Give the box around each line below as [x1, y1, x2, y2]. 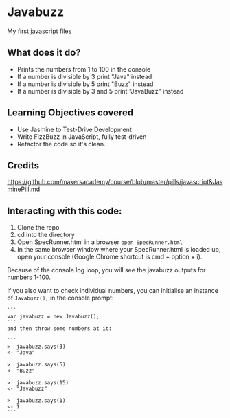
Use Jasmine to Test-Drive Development [16, 125, 132, 133]
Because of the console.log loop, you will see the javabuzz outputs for [7, 266, 206, 274]
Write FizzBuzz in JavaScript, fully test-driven [16, 132, 147, 141]
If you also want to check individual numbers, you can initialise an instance [7, 287, 218, 295]
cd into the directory [16, 231, 76, 239]
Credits [7, 159, 40, 171]
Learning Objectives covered [7, 107, 134, 119]
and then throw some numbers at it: [7, 325, 112, 332]
